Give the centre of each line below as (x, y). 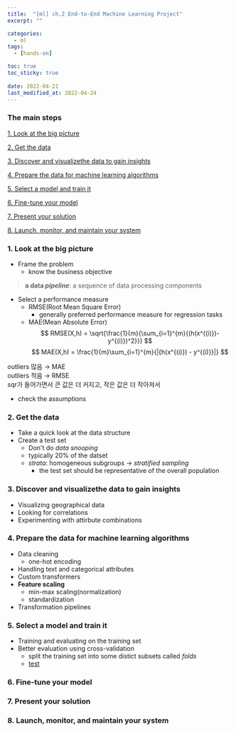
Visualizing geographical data (61, 504)
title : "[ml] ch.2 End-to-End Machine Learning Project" (95, 14)
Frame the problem (45, 264)
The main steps (34, 118)
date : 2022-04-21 (33, 86)
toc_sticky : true (33, 73)
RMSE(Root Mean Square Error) (75, 307)
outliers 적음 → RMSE (38, 375)
